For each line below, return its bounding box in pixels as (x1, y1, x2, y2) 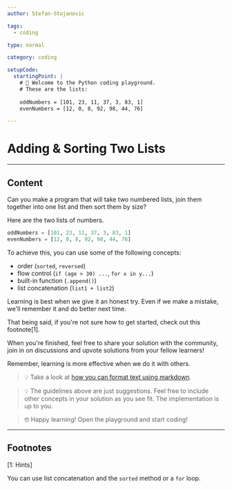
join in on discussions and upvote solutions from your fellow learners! (7, 346, 205, 354)
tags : (7, 22, 23, 30)
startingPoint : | (13, 73, 64, 80)
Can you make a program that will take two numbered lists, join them (7, 195, 202, 203)
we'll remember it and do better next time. (7, 304, 126, 313)
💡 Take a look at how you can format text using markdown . (23, 373, 192, 381)
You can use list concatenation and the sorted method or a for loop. (7, 474, 201, 482)
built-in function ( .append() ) (17, 276, 97, 284)
